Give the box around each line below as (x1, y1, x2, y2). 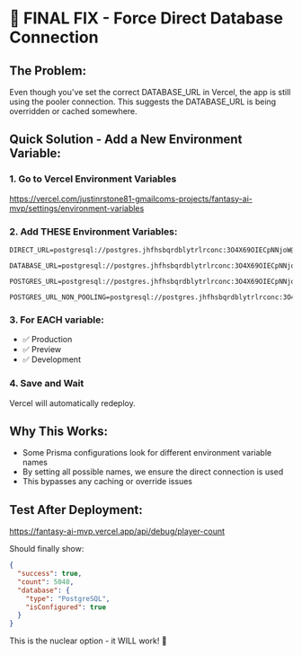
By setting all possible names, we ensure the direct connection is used (22, 466, 284, 477)
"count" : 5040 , (17, 577, 75, 587)
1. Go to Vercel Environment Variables (9, 173, 177, 185)
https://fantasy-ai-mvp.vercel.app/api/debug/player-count (9, 526, 226, 537)
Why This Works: (9, 423, 109, 438)
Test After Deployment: (9, 502, 144, 518)
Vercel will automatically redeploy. (9, 397, 137, 408)
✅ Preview (22, 344, 62, 355)
